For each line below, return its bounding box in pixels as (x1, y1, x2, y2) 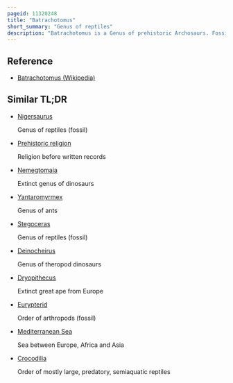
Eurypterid (17, 300, 48, 309)
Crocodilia (17, 354, 47, 362)
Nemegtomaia (17, 166, 58, 174)
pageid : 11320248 (7, 10, 58, 17)
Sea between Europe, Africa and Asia (17, 341, 125, 349)
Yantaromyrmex (17, 192, 63, 201)
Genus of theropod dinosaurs (17, 259, 102, 268)
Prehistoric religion (17, 139, 71, 147)
